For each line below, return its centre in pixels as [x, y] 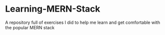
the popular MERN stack [30, 27]
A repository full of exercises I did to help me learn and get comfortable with [83, 22]
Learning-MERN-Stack [53, 9]
